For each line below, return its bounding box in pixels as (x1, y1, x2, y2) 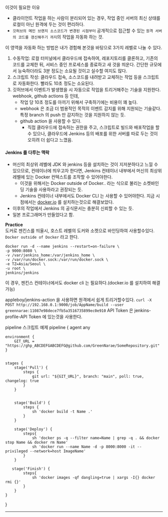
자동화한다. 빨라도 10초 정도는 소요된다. (17, 80, 95, 86)
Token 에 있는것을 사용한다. (28, 314, 82, 320)
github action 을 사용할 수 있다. (19, 118, 81, 124)
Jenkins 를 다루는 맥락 (5, 149, 49, 155)
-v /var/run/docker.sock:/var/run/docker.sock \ (5, 257, 108, 262)
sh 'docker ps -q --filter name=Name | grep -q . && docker (31, 436, 160, 441)
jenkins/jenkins (5, 270, 39, 275)
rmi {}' (5, 479, 21, 485)
